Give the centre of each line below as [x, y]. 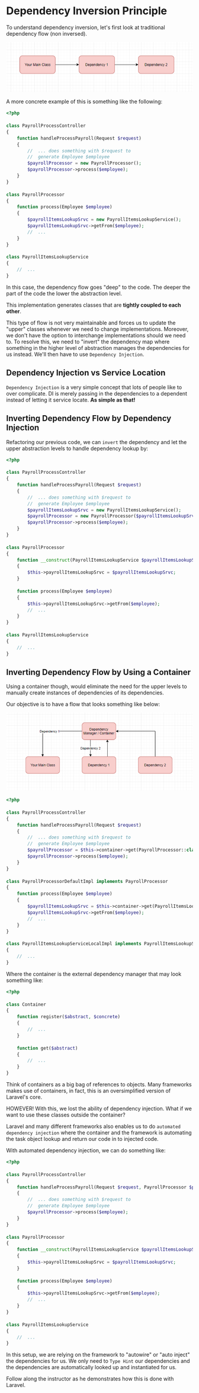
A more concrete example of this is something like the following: [84, 101]
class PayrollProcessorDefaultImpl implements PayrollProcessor [87, 881]
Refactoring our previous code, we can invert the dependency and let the [97, 442]
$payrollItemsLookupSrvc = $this [69, 906]
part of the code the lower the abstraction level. [64, 293]
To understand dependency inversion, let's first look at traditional [86, 27]
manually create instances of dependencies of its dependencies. [85, 693]
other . [14, 311]
